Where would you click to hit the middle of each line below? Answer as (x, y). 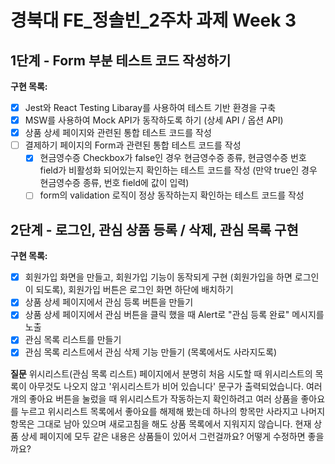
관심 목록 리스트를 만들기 (73, 340)
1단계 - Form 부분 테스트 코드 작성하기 (121, 60)
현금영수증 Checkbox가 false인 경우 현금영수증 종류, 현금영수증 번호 (173, 158)
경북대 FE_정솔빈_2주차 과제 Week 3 (153, 20)
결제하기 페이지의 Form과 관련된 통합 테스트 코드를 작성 (133, 145)
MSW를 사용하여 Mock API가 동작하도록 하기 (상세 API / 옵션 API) (154, 120)
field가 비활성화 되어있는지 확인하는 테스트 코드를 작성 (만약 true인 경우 (178, 170)
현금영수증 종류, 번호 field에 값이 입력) (114, 183)
